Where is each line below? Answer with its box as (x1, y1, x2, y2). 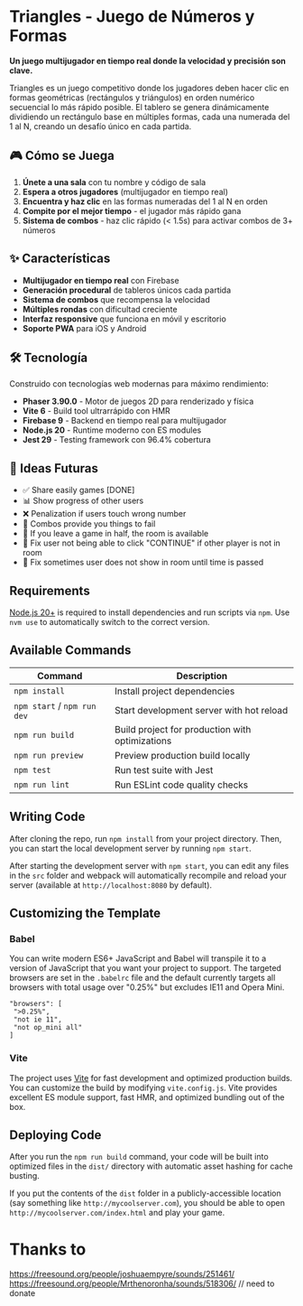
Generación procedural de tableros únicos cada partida (22, 285, 232, 295)
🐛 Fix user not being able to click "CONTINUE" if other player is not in (22, 537, 281, 548)
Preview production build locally (114, 749, 251, 761)
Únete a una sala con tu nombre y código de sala (22, 176, 207, 187)
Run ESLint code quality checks (114, 779, 249, 791)
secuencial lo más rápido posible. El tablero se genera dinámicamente (9, 101, 270, 112)
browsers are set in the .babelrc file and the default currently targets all (9, 973, 276, 984)
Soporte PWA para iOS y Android (22, 322, 147, 333)
